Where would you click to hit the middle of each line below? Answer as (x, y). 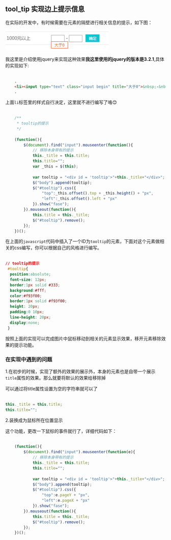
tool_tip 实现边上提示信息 (45, 9)
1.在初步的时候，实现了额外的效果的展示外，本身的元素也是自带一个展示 (80, 371)
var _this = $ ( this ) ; (55, 167)
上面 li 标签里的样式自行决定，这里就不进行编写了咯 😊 (61, 102)
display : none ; (25, 323)
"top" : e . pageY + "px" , (66, 495)
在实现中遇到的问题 (29, 359)
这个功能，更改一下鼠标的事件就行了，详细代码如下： (61, 431)
